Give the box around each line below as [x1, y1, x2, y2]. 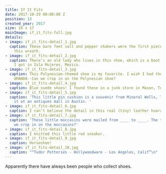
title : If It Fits [5, 7, 43, 12]
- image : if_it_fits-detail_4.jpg [5, 81, 77, 86]
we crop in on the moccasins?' [14, 122, 79, 127]
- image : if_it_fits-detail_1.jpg [5, 40, 77, 44]
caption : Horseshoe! [9, 140, 52, 146]
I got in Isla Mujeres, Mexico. [14, 62, 81, 67]
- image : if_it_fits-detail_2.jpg [5, 53, 77, 58]
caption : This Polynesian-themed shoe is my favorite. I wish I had [9, 72, 154, 77]
